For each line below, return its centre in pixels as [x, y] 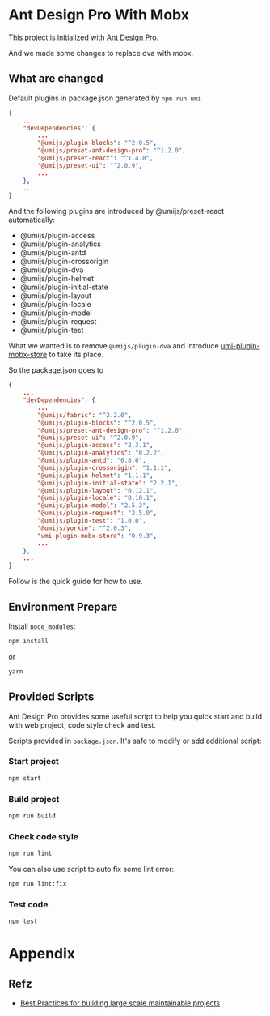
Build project [34, 799]
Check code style [44, 836]
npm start [25, 778]
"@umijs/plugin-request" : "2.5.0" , [97, 513]
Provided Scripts [51, 697]
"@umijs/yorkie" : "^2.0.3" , [84, 528]
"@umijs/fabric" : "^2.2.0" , [84, 415]
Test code [28, 904]
